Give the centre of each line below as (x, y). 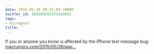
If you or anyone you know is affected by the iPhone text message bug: (77, 41)
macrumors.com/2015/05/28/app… (41, 47)
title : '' (15, 28)
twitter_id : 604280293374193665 (38, 14)
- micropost (17, 23)
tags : (11, 18)
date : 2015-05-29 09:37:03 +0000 (39, 9)
